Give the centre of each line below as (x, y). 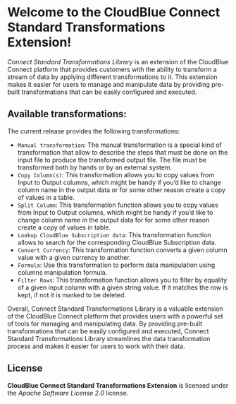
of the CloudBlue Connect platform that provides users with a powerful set (115, 316)
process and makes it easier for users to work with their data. (96, 346)
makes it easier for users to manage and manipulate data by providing (108, 84)
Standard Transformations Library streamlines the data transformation (109, 338)
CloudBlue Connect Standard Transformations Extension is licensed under (118, 385)
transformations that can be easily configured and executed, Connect (108, 331)
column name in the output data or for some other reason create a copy (121, 190)
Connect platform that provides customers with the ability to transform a (112, 69)
